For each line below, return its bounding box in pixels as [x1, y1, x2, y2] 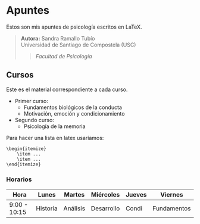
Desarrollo [90, 204, 120, 213]
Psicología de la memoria [23, 123, 86, 130]
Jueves [126, 191, 147, 199]
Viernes [160, 191, 183, 199]
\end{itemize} [6, 161, 42, 167]
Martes [64, 191, 85, 199]
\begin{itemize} [6, 145, 46, 152]
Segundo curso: [14, 116, 55, 123]
